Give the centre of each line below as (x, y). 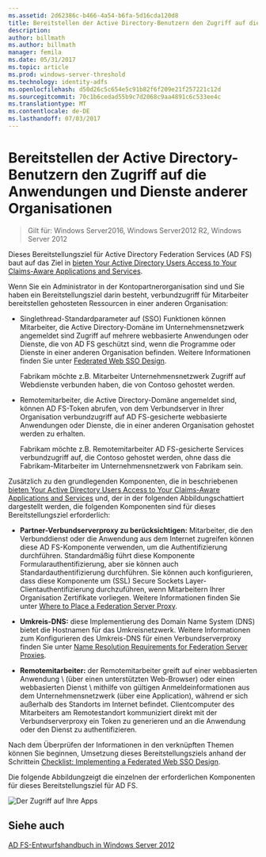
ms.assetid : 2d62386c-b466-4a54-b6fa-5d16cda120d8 (93, 15)
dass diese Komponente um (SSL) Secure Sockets (102, 580)
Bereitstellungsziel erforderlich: (59, 515)
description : (30, 30)
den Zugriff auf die (144, 175)
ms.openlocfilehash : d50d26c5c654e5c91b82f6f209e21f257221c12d (115, 89)
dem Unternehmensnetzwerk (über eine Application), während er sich (134, 695)
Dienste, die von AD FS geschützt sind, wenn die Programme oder (127, 344)
